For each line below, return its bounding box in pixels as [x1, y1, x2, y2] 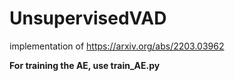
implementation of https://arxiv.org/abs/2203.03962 [9, 40, 225, 52]
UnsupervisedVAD [9, 7, 167, 30]
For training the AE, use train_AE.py [9, 59, 161, 71]
